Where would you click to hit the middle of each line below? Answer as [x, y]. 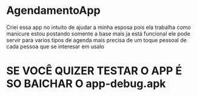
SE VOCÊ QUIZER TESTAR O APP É [94, 71]
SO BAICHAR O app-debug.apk [86, 84]
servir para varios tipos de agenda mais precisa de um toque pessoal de [96, 40]
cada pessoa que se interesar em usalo [55, 46]
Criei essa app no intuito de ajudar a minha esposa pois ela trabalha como [98, 27]
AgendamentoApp [54, 11]
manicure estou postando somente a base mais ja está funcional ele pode [98, 33]
